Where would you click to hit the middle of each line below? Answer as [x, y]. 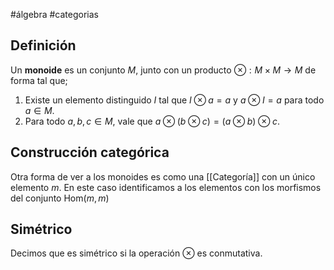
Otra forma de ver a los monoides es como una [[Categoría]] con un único [163, 176]
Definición [43, 45]
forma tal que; [39, 80]
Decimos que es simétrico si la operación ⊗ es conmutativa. [136, 253]
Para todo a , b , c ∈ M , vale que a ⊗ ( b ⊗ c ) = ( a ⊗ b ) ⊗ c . [152, 121]
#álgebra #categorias [55, 14]
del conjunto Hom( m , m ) [60, 198]
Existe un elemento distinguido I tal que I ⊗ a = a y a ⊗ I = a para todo [174, 100]
